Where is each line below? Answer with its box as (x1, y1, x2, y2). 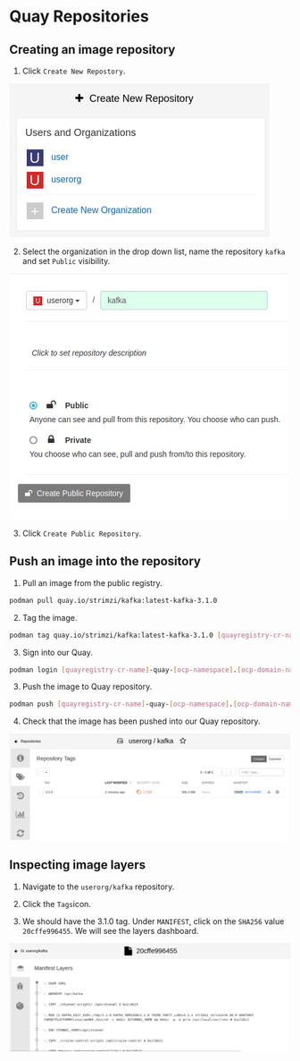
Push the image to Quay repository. (21, 682, 153, 692)
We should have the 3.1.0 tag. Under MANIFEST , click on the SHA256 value (21, 915, 285, 927)
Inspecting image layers (9, 857, 146, 873)
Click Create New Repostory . (21, 65, 126, 76)
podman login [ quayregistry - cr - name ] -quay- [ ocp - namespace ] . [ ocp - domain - (9, 665, 286, 675)
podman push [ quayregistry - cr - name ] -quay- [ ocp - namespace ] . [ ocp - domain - (9, 700, 281, 709)
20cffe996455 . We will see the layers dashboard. (21, 925, 199, 936)
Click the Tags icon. (21, 898, 92, 909)
